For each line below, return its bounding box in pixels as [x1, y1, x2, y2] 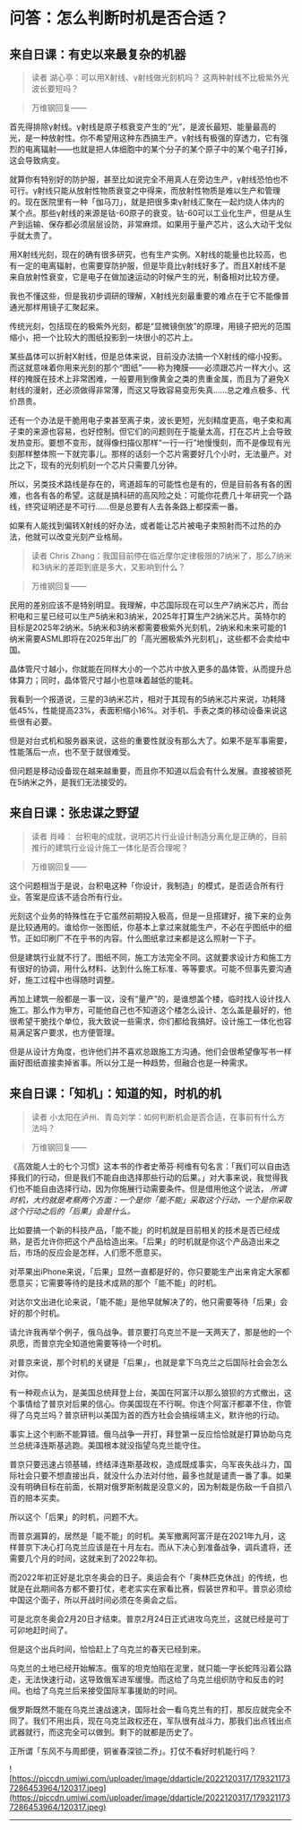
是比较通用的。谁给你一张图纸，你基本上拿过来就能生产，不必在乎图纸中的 [9, 921, 284, 932]
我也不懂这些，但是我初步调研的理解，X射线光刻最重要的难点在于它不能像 [9, 290, 282, 301]
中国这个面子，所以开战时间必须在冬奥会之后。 [9, 1594, 182, 1605]
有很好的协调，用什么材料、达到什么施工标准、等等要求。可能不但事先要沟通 [9, 962, 292, 973]
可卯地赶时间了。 [9, 1624, 73, 1636]
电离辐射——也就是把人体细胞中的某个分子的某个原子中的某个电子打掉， [24, 144, 292, 154]
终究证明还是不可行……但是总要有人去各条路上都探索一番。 [24, 501, 244, 512]
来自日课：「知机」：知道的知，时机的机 [9, 1086, 221, 1101]
